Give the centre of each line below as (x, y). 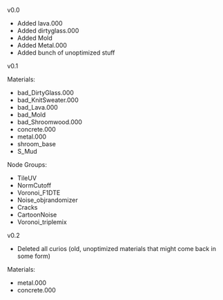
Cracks (27, 207)
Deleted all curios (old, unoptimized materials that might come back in (116, 249)
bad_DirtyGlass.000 (46, 93)
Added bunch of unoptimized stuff (66, 52)
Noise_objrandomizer (47, 200)
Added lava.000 (40, 23)
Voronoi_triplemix (42, 222)
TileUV (27, 178)
